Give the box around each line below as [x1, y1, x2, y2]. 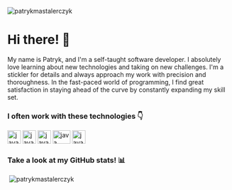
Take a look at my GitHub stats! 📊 [7, 155, 126, 165]
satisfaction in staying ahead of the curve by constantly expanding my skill [7, 85, 226, 94]
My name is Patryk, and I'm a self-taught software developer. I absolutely [7, 55, 221, 63]
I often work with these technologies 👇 [7, 111, 143, 121]
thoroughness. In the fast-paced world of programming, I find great [7, 78, 204, 86]
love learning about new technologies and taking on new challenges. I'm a [7, 63, 224, 71]
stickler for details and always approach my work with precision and [7, 70, 206, 78]
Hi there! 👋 [7, 32, 71, 48]
